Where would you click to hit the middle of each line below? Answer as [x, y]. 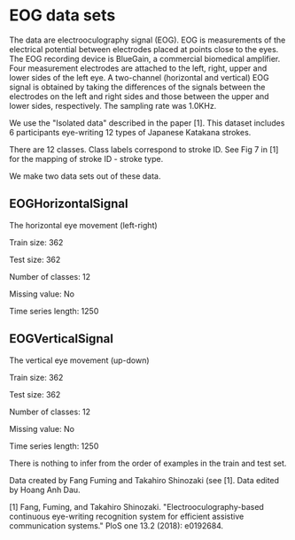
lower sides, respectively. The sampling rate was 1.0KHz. [113, 105]
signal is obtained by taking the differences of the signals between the [137, 87]
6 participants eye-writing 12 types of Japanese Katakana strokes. [130, 132]
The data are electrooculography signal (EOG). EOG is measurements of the [147, 40]
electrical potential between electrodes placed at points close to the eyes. [144, 49]
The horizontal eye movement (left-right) [83, 225]
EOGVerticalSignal [61, 339]
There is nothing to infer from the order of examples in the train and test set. [148, 463]
